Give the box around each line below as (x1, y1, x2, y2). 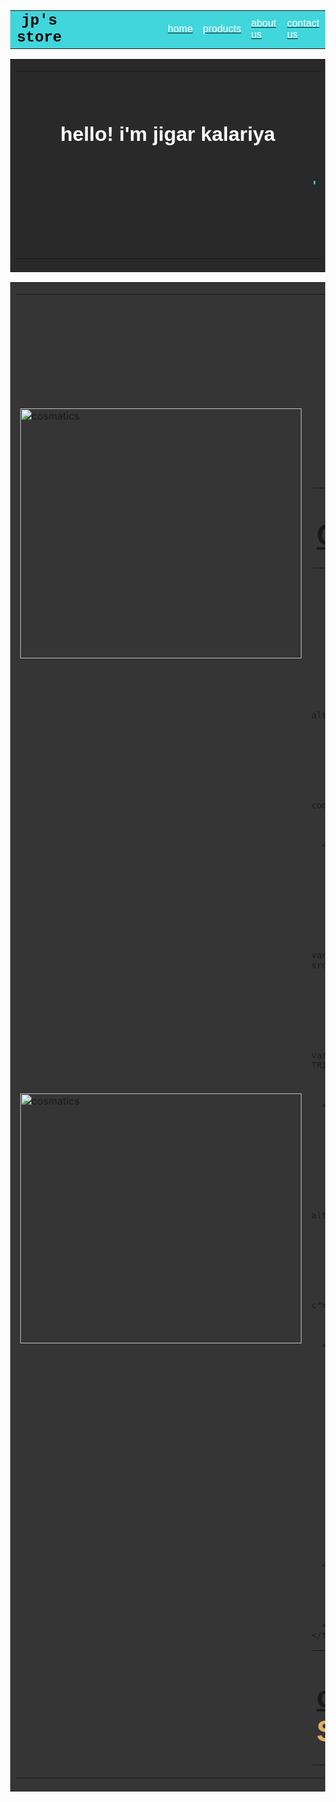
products (202, 23, 242, 34)
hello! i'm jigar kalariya (60, 122, 276, 146)
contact (286, 17, 320, 29)
